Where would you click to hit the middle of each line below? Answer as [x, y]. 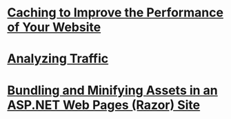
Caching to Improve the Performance [115, 13]
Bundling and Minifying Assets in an [113, 90]
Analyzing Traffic [58, 59]
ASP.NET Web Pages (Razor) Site [104, 105]
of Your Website [54, 27]
